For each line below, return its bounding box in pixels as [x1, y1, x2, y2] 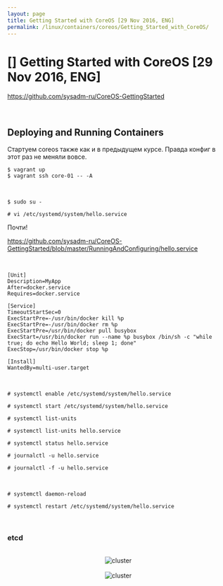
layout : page [7, 10, 46, 18]
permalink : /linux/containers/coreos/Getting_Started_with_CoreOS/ [7, 23, 210, 30]
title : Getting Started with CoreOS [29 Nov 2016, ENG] [7, 17, 174, 24]
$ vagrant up [7, 167, 46, 174]
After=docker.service [7, 284, 71, 292]
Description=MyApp [7, 278, 61, 285]
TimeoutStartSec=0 [7, 309, 61, 316]
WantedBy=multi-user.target [7, 364, 90, 371]
